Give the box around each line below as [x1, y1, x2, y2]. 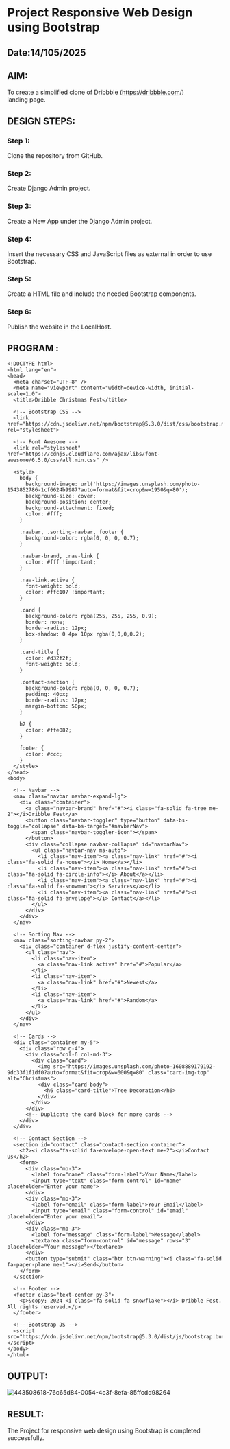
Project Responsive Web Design [7, 5, 193, 21]
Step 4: [7, 234, 32, 244]
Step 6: [7, 307, 32, 316]
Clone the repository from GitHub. [7, 152, 103, 160]
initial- [169, 384, 194, 392]
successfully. [7, 1434, 44, 1442]
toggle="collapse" [7, 823, 60, 830]
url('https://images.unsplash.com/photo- [80, 480, 201, 488]
